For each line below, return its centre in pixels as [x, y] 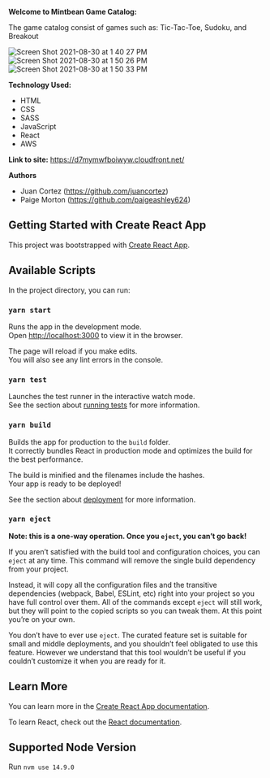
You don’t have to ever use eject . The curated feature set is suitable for [128, 635]
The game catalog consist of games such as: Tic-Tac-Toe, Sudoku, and [128, 27]
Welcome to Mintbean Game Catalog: [73, 12]
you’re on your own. [42, 619]
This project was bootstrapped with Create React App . [99, 245]
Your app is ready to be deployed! [65, 484]
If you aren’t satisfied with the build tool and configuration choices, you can [135, 551]
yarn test [28, 380]
